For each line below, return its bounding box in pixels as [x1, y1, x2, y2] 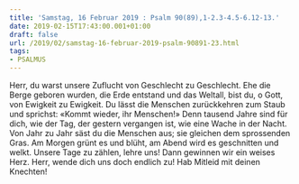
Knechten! [9, 166, 48, 177]
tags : [9, 47, 30, 56]
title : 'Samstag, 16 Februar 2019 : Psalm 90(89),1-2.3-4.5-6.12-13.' [9, 13, 280, 23]
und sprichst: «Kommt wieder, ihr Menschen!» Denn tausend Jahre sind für [9, 109, 288, 119]
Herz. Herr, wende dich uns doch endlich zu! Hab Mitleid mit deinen [9, 157, 261, 167]
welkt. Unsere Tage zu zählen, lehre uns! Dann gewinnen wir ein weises [9, 147, 276, 158]
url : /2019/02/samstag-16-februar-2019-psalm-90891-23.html [9, 38, 240, 48]
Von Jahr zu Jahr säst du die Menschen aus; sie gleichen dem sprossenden [9, 128, 291, 138]
